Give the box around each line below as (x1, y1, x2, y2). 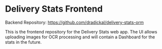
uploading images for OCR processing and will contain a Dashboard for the (5, 34, 155, 40)
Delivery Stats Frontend (5, 3, 103, 15)
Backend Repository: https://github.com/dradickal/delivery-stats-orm (5, 19, 144, 25)
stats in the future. (5, 39, 42, 45)
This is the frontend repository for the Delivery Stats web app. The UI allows (5, 29, 157, 34)
